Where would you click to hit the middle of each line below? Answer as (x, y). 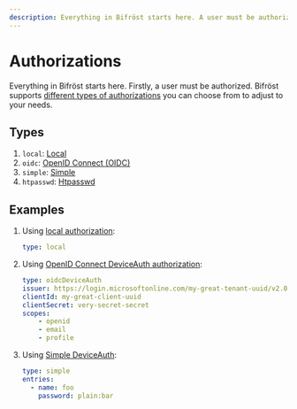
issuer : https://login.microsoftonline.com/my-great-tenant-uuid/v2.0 (155, 289)
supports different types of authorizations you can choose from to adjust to (146, 95)
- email (52, 330)
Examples (37, 209)
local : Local (44, 154)
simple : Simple (49, 173)
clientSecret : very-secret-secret (85, 305)
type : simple (46, 371)
